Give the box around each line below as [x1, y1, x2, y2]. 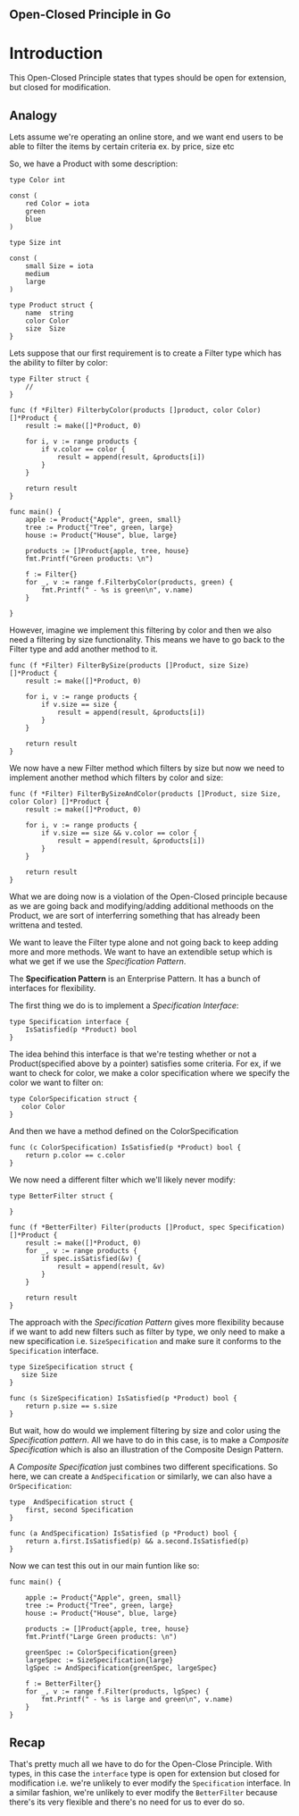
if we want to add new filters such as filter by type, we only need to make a [9, 1326, 286, 1337]
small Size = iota [25, 262, 94, 271]
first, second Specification [25, 1506, 134, 1515]
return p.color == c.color [25, 1151, 126, 1160]
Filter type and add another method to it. [9, 643, 158, 655]
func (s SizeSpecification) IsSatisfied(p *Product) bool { [9, 1394, 238, 1403]
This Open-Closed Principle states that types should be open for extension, [9, 72, 287, 83]
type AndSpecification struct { [9, 1498, 134, 1507]
